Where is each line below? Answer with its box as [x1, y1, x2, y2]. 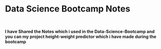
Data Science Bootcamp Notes [5, 3, 130, 14]
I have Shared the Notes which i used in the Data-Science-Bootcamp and [5, 28, 155, 34]
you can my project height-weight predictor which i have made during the [5, 34, 157, 39]
